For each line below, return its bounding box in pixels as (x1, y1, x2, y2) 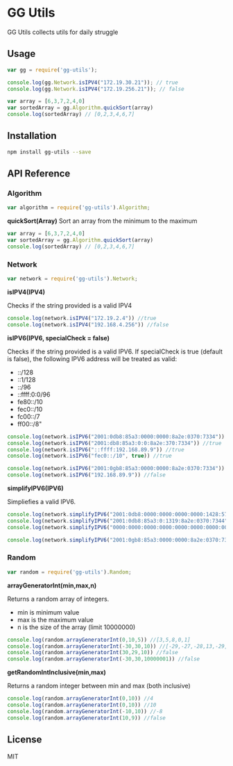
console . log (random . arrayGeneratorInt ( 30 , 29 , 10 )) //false (7, 649, 178, 656)
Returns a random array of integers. (7, 594, 110, 603)
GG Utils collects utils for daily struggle (7, 28, 119, 36)
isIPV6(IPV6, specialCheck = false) (7, 333, 110, 342)
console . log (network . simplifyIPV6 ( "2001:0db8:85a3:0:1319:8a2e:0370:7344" (7, 517, 228, 524)
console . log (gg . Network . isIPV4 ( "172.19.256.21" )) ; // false (7, 85, 185, 92)
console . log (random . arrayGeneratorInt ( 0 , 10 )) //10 (7, 701, 157, 709)
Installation (7, 130, 57, 142)
